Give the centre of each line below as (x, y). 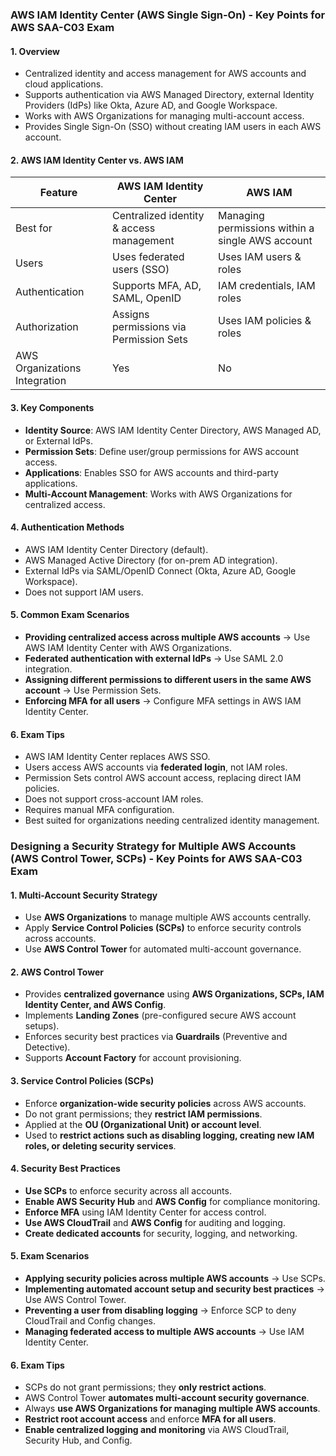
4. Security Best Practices (65, 1169)
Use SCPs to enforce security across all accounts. (128, 1190)
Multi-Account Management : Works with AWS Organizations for (158, 494)
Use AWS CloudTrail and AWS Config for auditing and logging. (155, 1222)
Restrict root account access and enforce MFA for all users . (150, 1419)
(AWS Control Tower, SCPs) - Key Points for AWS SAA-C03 (156, 859)
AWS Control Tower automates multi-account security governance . (167, 1398)
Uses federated (148, 257)
